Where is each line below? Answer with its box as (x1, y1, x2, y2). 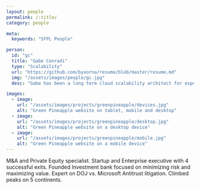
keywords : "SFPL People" (11, 36, 73, 42)
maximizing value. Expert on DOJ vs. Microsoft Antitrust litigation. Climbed (6, 170, 189, 176)
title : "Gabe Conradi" (11, 58, 68, 64)
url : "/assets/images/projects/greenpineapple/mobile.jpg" (17, 135, 167, 141)
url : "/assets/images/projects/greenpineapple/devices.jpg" (17, 102, 169, 108)
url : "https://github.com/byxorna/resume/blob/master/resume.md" (11, 69, 177, 75)
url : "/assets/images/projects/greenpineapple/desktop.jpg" (17, 119, 169, 125)
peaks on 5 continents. (6, 176, 62, 183)
